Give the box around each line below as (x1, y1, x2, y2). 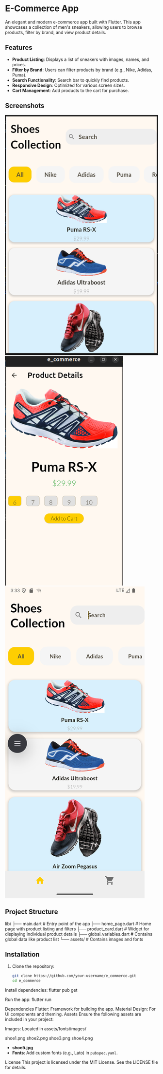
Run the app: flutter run (5, 997, 52, 1002)
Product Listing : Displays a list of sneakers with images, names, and (12, 57, 149, 62)
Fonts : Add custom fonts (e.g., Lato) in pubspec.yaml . (12, 1050, 118, 1056)
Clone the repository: (12, 963, 55, 969)
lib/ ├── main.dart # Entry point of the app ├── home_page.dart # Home (5, 921, 151, 926)
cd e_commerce (12, 979, 41, 983)
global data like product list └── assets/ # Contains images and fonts (5, 936, 144, 942)
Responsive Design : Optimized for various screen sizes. (12, 82, 125, 88)
